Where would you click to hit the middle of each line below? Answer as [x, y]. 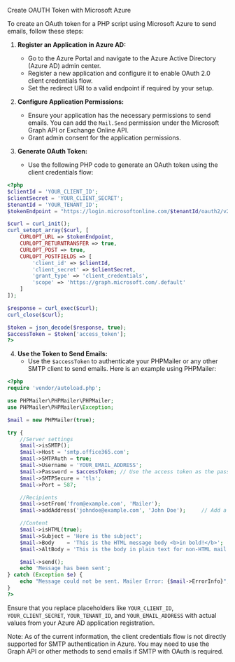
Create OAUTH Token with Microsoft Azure [69, 10]
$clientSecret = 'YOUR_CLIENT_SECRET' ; [65, 198]
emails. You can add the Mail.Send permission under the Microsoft [123, 123]
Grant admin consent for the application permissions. [105, 137]
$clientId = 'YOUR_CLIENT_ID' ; [53, 191]
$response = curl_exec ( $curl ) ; [53, 308]
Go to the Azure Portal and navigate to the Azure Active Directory [122, 58]
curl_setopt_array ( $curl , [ [48, 231]
